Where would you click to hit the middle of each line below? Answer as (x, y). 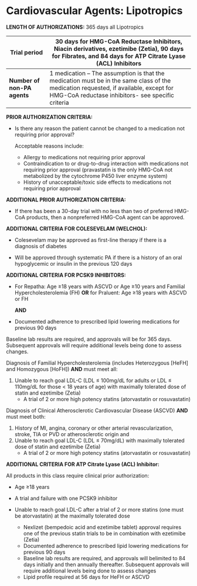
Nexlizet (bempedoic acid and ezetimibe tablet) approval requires (102, 527)
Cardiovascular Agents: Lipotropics (94, 11)
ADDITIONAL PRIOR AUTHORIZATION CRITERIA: (66, 200)
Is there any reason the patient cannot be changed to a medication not (99, 128)
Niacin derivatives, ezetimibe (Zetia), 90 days (119, 49)
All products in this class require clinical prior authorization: (78, 475)
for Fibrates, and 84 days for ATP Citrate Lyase (119, 56)
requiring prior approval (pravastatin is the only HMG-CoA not (98, 169)
